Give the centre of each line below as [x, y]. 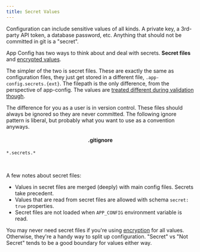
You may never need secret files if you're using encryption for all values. [95, 230]
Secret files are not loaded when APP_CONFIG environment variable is [98, 212]
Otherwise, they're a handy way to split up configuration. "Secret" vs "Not [97, 237]
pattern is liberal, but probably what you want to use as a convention [90, 120]
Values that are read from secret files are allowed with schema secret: [102, 200]
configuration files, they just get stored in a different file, [75, 77]
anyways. [18, 126]
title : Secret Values [33, 12]
